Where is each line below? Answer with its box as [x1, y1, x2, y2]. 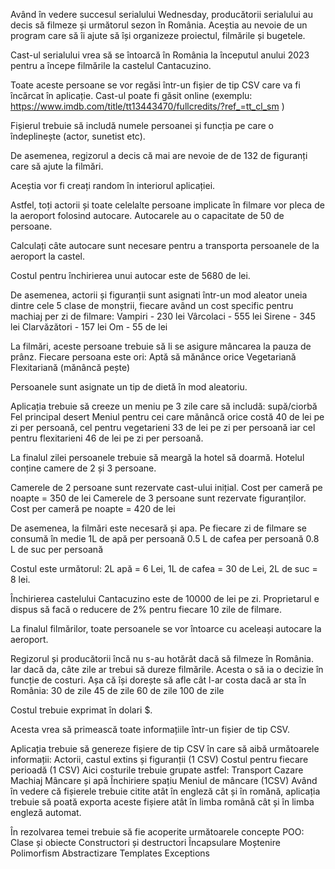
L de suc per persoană [10, 544, 103, 555]
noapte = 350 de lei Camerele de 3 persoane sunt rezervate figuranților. [10, 492, 307, 504]
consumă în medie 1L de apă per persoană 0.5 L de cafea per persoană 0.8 [10, 533, 320, 544]
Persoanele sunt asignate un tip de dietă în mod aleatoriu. [10, 381, 248, 393]
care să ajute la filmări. [10, 160, 104, 172]
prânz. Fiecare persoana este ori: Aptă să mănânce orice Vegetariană [10, 351, 297, 363]
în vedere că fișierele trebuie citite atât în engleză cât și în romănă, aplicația [10, 785, 321, 797]
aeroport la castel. [10, 250, 86, 262]
